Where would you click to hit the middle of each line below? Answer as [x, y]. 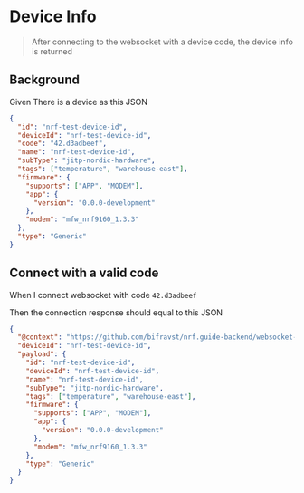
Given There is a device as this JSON [78, 101]
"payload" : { [42, 354]
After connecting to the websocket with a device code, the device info [162, 42]
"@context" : [40, 337]
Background [44, 80]
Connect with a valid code [84, 273]
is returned [52, 51]
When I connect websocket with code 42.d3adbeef [103, 295]
